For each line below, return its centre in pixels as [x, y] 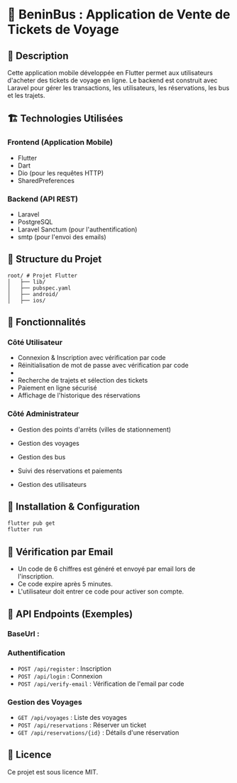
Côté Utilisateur [35, 342]
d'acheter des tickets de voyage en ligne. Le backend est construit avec [112, 80]
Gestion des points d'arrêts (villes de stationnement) [94, 429]
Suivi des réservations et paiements [70, 471]
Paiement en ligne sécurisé [57, 388]
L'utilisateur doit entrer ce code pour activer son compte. [101, 591]
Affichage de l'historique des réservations [79, 395]
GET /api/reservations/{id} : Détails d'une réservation [98, 733]
